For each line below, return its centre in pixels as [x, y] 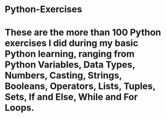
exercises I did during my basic [72, 43]
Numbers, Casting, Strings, [63, 76]
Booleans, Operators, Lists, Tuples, [80, 86]
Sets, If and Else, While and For [71, 97]
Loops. [20, 108]
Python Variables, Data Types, [70, 65]
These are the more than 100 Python [83, 33]
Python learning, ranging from [70, 54]
